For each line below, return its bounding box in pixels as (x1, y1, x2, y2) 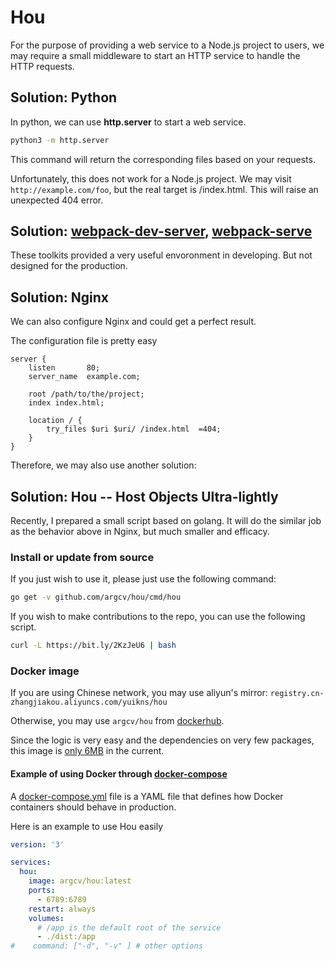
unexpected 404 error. (10, 194, 104, 206)
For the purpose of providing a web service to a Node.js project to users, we (10, 39, 325, 51)
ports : (28, 886, 56, 896)
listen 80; (28, 363, 101, 373)
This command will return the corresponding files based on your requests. (10, 153, 316, 165)
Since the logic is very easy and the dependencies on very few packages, (10, 734, 315, 746)
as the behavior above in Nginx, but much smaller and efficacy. (10, 526, 270, 538)
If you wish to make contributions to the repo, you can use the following (10, 611, 306, 623)
